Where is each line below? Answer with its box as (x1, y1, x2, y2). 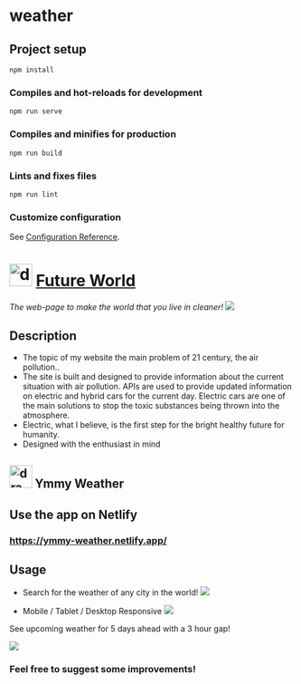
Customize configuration (9, 210, 122, 223)
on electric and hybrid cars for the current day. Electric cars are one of (22, 390, 287, 401)
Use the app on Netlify (9, 506, 138, 522)
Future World (35, 271, 136, 291)
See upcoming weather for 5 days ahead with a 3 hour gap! (9, 623, 230, 634)
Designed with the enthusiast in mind (22, 438, 161, 449)
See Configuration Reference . (9, 232, 120, 243)
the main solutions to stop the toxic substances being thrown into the (22, 400, 280, 410)
